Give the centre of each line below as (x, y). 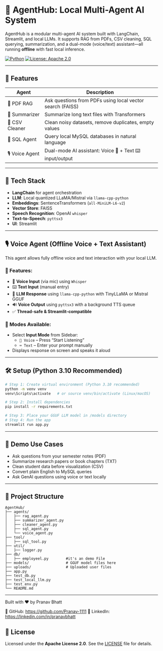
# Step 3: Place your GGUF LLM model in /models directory (66, 416)
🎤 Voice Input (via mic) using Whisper (49, 281)
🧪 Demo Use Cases (34, 444)
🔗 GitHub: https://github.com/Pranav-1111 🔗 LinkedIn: (57, 612)
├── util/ (15, 546)
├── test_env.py (21, 584)
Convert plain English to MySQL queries (52, 472)
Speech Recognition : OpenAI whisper (50, 213)
